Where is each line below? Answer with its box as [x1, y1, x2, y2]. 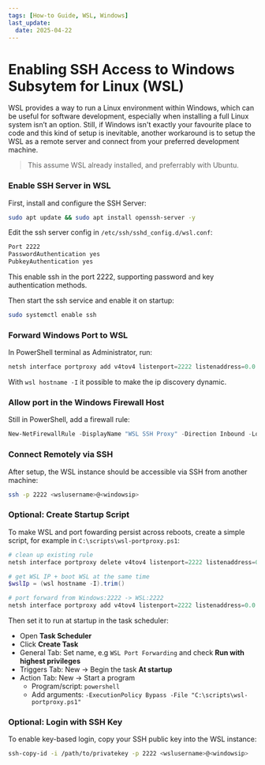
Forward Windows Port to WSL [8, 330, 129, 341]
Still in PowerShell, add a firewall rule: [8, 415, 130, 424]
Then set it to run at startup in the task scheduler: [8, 616, 169, 625]
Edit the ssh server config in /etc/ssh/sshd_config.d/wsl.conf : [8, 228, 213, 237]
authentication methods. [8, 281, 88, 290]
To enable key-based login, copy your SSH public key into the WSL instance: [8, 734, 257, 744]
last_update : [8, 19, 51, 27]
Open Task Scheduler [19, 631, 92, 641]
